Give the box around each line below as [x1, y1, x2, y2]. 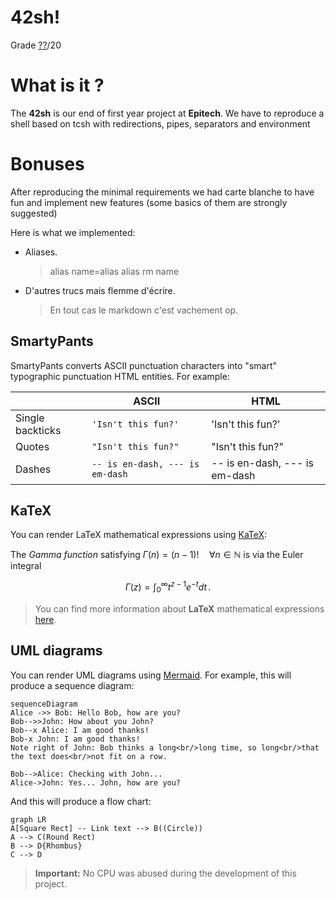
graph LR [10, 814, 47, 825]
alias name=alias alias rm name [49, 265, 180, 277]
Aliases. [24, 246, 58, 258]
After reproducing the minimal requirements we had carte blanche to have [10, 186, 315, 198]
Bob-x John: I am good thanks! [10, 734, 141, 744]
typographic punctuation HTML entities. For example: [10, 370, 230, 382]
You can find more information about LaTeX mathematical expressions [34, 602, 325, 615]
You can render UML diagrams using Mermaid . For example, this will [10, 669, 292, 681]
